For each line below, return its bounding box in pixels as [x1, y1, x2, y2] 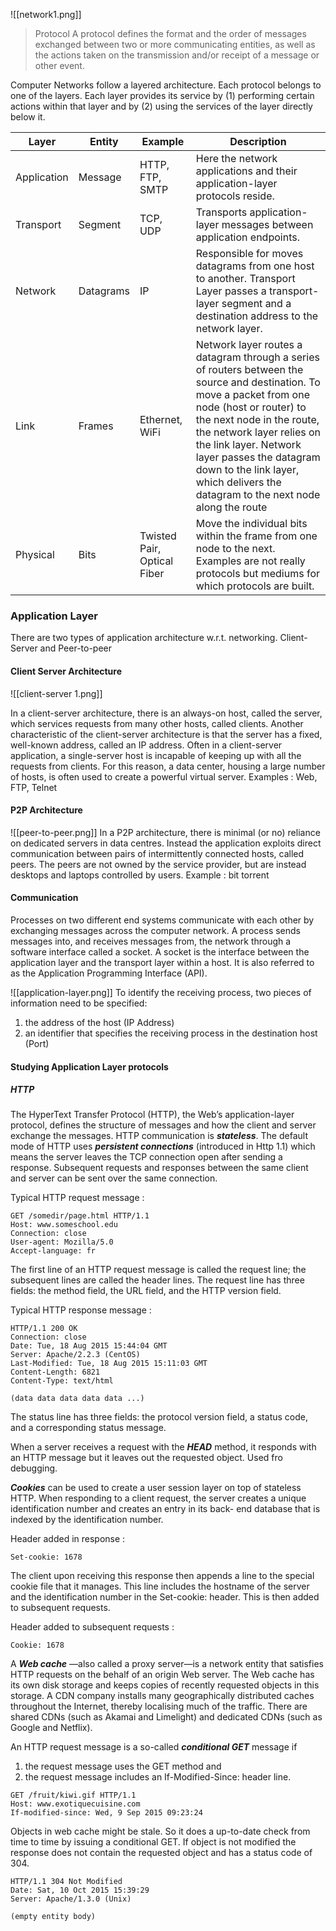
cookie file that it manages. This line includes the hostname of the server [10, 1580, 310, 1593]
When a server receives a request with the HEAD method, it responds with [10, 1441, 317, 1453]
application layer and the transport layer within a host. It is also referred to [10, 956, 315, 968]
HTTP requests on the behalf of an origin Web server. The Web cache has [10, 1669, 315, 1681]
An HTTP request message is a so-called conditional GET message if [10, 1741, 298, 1753]
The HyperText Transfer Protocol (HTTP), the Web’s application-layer [10, 1109, 295, 1121]
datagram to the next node [195, 488, 321, 501]
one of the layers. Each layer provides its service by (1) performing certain [10, 90, 315, 101]
